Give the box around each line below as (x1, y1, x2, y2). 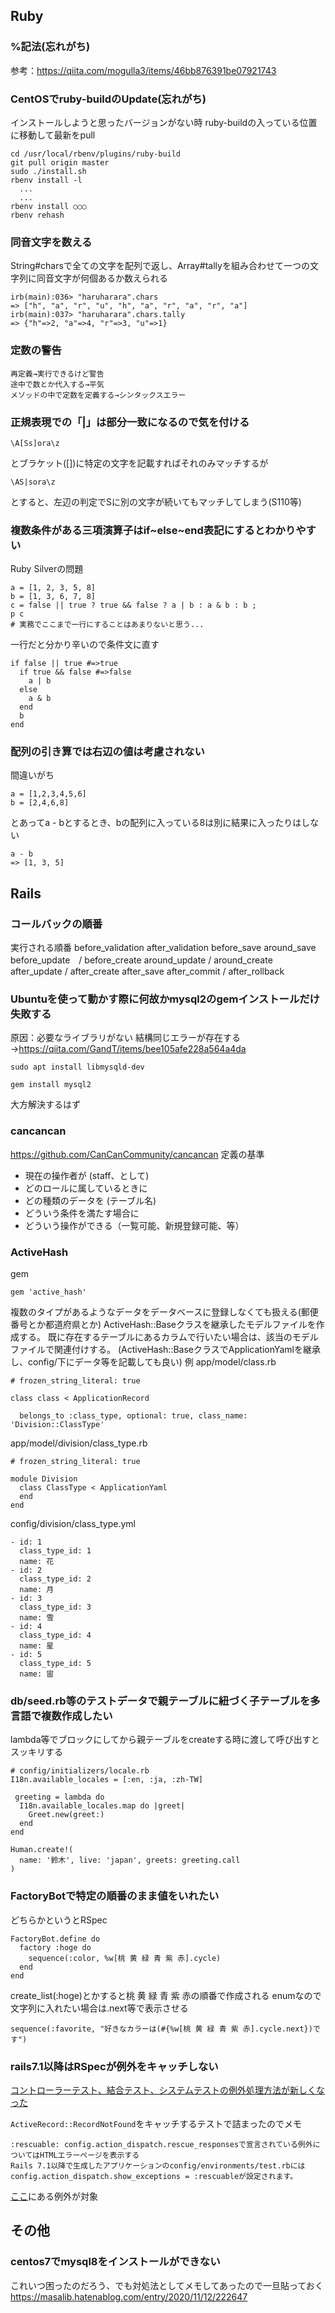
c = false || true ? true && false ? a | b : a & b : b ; (10, 600, 257, 611)
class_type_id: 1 (19, 1546, 92, 1556)
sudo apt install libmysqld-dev (10, 1062, 145, 1073)
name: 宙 (19, 1669, 55, 1679)
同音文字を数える (10, 235, 93, 249)
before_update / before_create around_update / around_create (10, 954, 273, 966)
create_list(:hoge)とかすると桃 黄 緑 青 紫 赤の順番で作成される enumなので (10, 1989, 322, 2001)
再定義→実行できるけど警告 (10, 369, 105, 379)
